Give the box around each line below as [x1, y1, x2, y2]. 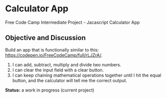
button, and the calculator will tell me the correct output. [12, 77, 127, 83]
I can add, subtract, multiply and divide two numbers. [12, 61, 121, 67]
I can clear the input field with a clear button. [12, 67, 104, 73]
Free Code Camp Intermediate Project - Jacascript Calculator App [5, 19, 140, 25]
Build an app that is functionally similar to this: [5, 47, 99, 52]
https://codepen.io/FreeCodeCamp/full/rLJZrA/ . [5, 52, 103, 58]
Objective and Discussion [5, 34, 86, 42]
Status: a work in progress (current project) [5, 87, 95, 93]
